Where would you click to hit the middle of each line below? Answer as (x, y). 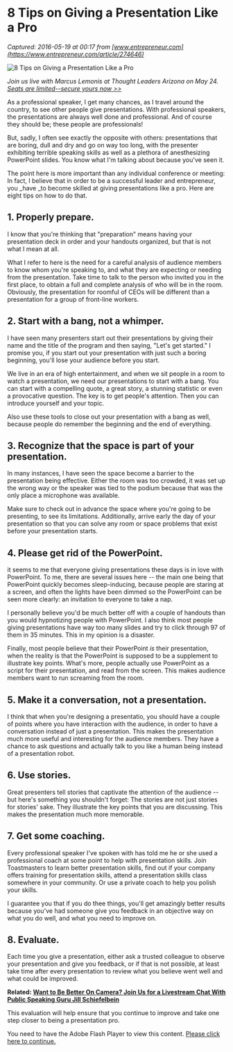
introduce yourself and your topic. (56, 403)
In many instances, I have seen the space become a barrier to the (101, 474)
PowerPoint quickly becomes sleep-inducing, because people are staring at (115, 585)
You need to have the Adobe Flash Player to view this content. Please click (114, 1034)
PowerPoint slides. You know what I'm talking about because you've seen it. (116, 160)
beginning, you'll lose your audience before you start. (84, 360)
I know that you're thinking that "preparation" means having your (100, 234)
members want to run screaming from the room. (76, 678)
